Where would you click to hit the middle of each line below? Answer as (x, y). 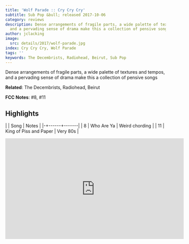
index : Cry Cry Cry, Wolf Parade (41, 48)
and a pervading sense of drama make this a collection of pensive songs (82, 78)
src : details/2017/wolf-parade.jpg (48, 43)
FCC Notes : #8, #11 (25, 97)
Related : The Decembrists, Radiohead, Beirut (53, 87)
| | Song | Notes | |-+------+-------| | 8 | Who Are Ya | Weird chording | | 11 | (85, 126)
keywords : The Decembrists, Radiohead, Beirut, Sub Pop (66, 58)
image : (12, 39)
